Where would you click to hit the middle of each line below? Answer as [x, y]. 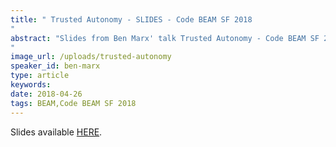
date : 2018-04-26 [46, 94]
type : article [40, 76]
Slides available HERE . [56, 132]
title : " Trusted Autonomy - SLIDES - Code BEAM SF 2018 [131, 19]
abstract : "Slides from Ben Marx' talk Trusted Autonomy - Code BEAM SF [165, 38]
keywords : [31, 85]
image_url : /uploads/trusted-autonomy [91, 57]
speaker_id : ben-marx [55, 66]
